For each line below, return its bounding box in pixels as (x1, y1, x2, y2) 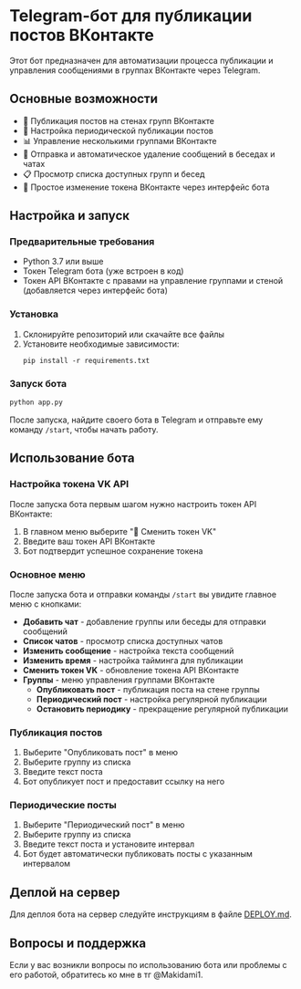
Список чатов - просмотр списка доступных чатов (22, 635, 223, 646)
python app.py (9, 398, 64, 407)
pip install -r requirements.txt (22, 356, 150, 365)
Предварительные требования (9, 235, 155, 248)
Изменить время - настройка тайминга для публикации (22, 654, 244, 666)
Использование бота (9, 451, 135, 466)
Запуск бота (9, 377, 67, 390)
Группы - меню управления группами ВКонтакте (22, 674, 215, 685)
